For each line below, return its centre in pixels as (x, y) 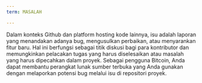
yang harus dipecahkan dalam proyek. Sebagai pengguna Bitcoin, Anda (96, 60)
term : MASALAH (24, 12)
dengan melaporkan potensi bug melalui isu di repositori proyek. (86, 73)
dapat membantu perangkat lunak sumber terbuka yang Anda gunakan (95, 67)
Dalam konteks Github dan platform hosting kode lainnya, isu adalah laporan (101, 35)
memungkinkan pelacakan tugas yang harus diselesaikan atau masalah (95, 54)
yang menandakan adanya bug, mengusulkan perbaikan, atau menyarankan (101, 41)
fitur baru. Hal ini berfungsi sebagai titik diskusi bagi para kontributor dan (98, 47)
